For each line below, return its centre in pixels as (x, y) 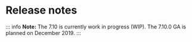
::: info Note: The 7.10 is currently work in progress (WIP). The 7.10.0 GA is (96, 27)
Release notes (41, 10)
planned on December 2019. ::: (43, 33)
